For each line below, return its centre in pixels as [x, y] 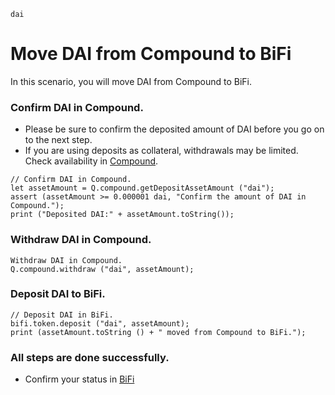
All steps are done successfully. [90, 357]
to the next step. [58, 140]
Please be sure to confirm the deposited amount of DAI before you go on [174, 129]
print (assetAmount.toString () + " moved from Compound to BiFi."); [158, 332]
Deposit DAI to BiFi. [58, 294]
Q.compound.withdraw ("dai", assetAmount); [102, 269]
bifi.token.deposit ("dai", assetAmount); [100, 323]
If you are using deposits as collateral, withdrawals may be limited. [161, 151]
